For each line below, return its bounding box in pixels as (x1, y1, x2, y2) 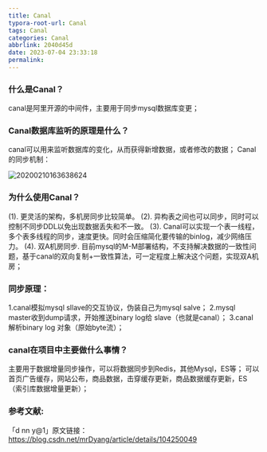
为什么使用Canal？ (8, 192, 80, 203)
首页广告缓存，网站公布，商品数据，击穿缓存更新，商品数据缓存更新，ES (8, 374, 248, 384)
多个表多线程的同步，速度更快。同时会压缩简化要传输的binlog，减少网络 (8, 232, 245, 241)
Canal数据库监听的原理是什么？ (8, 125, 130, 136)
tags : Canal (8, 26, 48, 34)
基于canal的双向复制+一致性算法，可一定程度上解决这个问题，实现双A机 (22, 251, 259, 261)
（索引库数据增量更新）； (8, 384, 89, 394)
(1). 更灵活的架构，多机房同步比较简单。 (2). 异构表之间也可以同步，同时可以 (8, 212, 259, 221)
